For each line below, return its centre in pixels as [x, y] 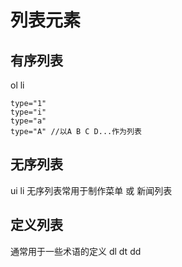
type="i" [28, 112]
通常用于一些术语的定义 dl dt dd [76, 251]
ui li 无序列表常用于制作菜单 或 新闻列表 [91, 190]
